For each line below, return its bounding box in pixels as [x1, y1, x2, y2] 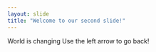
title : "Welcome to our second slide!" [7, 17, 126, 24]
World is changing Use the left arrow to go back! [7, 36, 150, 45]
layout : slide [7, 10, 50, 18]
